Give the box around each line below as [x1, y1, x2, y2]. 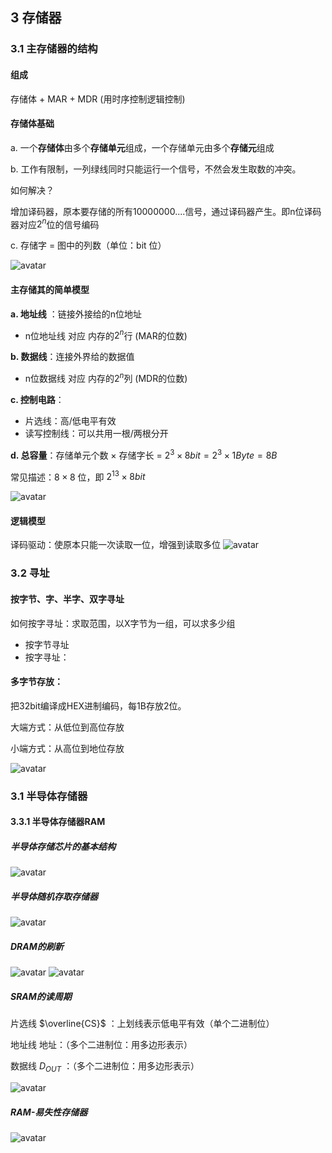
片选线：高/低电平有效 [24, 414, 117, 427]
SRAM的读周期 [10, 990, 72, 1002]
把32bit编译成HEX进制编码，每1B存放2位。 [10, 699, 187, 712]
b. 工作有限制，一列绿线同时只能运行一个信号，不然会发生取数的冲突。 [10, 163, 302, 175]
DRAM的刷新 [10, 940, 64, 952]
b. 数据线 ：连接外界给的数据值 [10, 351, 135, 363]
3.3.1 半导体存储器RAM [10, 816, 106, 828]
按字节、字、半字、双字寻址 [10, 593, 125, 605]
